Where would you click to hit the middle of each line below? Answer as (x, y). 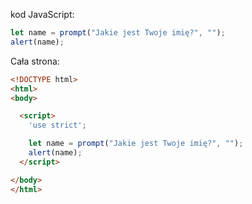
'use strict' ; (57, 125)
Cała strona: (35, 61)
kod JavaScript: (42, 14)
